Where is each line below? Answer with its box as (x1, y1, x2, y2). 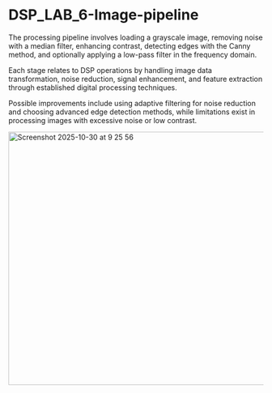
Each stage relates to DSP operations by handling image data (8, 65, 213, 75)
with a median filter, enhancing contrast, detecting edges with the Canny (8, 41, 251, 50)
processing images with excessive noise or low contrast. (8, 115, 198, 125)
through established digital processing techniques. (8, 83, 178, 92)
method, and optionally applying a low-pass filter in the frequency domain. (8, 49, 257, 59)
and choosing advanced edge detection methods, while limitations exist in (8, 107, 256, 117)
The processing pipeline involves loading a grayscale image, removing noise (8, 32, 263, 42)
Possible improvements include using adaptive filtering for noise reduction (8, 98, 257, 108)
